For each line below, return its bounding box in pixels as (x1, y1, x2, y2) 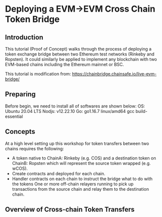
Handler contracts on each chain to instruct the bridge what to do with (12, 176, 153, 181)
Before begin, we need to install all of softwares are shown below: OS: (5, 103, 146, 109)
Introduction (5, 33, 44, 41)
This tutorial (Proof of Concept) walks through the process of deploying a (5, 46, 152, 52)
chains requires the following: (5, 145, 64, 151)
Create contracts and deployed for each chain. (12, 170, 106, 176)
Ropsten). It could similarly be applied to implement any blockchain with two (5, 56, 157, 62)
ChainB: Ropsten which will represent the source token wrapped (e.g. (12, 160, 151, 166)
